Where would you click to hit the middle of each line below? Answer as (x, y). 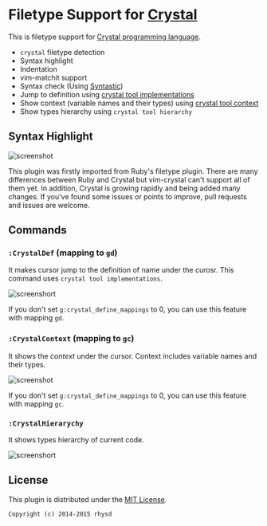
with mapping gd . (36, 318)
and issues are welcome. (49, 205)
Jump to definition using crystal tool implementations (107, 94)
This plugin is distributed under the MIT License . (88, 499)
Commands (38, 230)
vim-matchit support (53, 77)
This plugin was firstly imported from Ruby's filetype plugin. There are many (133, 171)
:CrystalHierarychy (46, 423)
